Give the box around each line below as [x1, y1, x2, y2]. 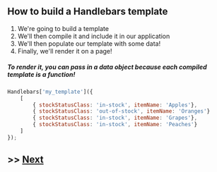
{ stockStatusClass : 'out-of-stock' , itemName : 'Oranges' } [33, 108, 211, 115]
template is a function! [7, 70, 76, 79]
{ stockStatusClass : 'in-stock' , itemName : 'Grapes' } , [33, 114, 198, 122]
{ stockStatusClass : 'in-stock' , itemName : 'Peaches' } [33, 121, 198, 128]
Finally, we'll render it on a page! [17, 47, 112, 55]
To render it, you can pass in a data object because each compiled [7, 63, 207, 71]
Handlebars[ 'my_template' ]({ [7, 88, 93, 95]
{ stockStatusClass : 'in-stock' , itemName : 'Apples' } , [33, 102, 198, 109]
